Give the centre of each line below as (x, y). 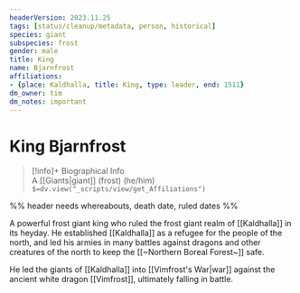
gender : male (34, 51)
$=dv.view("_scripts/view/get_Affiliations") (118, 189)
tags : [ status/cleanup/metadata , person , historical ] (113, 26)
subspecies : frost (44, 43)
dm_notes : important (48, 101)
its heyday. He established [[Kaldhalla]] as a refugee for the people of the (146, 233)
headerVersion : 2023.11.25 (60, 18)
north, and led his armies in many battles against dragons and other (135, 243)
